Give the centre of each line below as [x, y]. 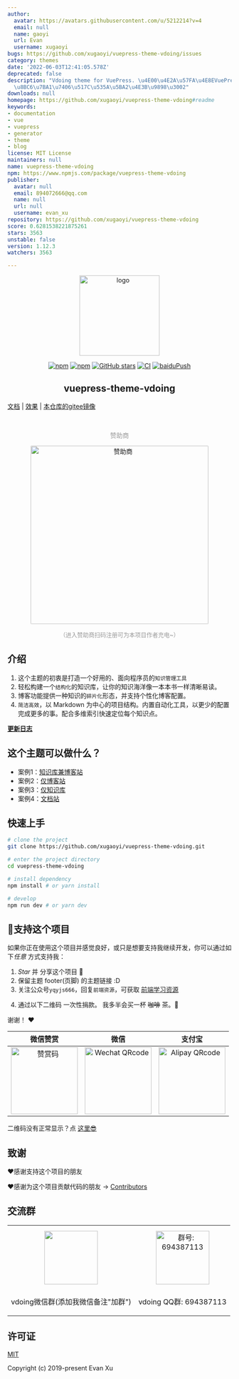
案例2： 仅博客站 [42, 780]
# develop [22, 899]
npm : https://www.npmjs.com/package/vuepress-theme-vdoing [97, 173]
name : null [30, 200]
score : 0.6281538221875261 [47, 226]
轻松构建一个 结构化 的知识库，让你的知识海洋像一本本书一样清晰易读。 [119, 686]
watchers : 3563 [30, 253]
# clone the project [38, 840]
